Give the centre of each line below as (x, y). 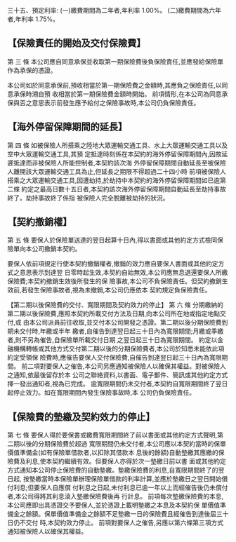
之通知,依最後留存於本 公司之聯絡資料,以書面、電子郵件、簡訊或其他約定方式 (118, 375)
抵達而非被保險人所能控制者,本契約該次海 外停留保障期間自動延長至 (110, 163)
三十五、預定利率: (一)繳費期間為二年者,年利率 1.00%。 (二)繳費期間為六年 (114, 10)
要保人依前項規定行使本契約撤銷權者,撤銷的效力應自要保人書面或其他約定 (113, 264)
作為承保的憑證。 (32, 70)
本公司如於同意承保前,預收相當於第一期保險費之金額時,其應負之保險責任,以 (115, 85)
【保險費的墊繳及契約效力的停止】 (81, 417)
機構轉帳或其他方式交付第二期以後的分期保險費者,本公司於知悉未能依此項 (119, 348)
